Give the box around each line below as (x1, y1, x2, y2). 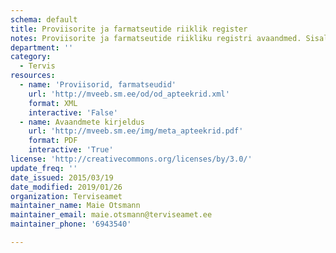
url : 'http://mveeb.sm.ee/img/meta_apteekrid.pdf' (28, 126, 244, 136)
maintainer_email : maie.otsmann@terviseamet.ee (10, 210, 213, 220)
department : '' (10, 42, 74, 53)
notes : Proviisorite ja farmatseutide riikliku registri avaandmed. (10, 33, 302, 43)
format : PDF (28, 136, 78, 146)
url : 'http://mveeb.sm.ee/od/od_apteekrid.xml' (28, 89, 230, 99)
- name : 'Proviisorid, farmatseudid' (19, 80, 177, 90)
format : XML (28, 98, 78, 108)
